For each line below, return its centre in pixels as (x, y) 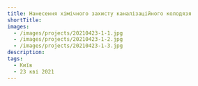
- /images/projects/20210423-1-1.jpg (68, 33)
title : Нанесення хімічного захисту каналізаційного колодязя (99, 14)
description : (26, 53)
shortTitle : (24, 20)
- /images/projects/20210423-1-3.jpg (68, 46)
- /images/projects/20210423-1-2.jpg (68, 40)
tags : (15, 59)
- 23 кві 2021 (34, 71)
